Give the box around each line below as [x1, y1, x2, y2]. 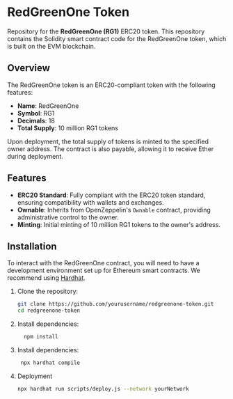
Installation [7, 240, 57, 252]
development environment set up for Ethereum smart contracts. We [7, 266, 200, 275]
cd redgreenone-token [17, 307, 80, 314]
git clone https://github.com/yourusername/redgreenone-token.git [17, 301, 214, 308]
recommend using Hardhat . [7, 274, 86, 282]
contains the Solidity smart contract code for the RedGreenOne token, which [7, 34, 227, 42]
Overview [7, 62, 51, 74]
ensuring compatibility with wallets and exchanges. [17, 198, 165, 206]
